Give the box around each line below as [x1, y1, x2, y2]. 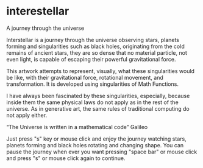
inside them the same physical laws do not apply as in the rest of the [6, 99, 179, 106]
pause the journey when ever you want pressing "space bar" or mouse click [6, 148, 198, 155]
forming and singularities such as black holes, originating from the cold [6, 43, 185, 50]
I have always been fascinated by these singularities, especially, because [6, 92, 190, 99]
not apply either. [6, 111, 48, 119]
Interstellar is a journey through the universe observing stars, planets [6, 36, 180, 43]
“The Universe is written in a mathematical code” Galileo [6, 123, 148, 130]
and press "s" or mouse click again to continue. [6, 154, 126, 162]
